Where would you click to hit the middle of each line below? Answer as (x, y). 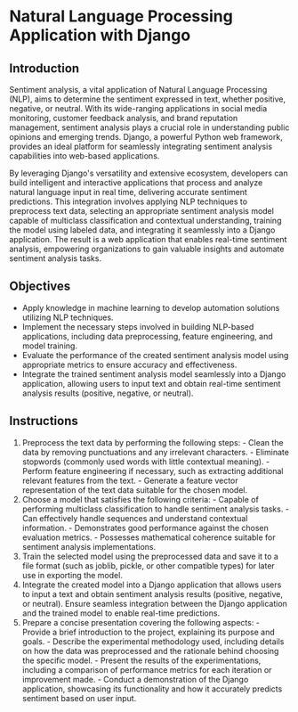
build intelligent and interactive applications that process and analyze (136, 183)
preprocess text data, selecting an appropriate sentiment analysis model (141, 211)
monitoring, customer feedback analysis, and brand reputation (124, 118)
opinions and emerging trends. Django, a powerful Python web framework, (146, 137)
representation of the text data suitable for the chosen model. (134, 490)
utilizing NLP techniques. (68, 317)
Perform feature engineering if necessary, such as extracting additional (153, 471)
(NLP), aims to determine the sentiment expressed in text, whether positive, (148, 99)
